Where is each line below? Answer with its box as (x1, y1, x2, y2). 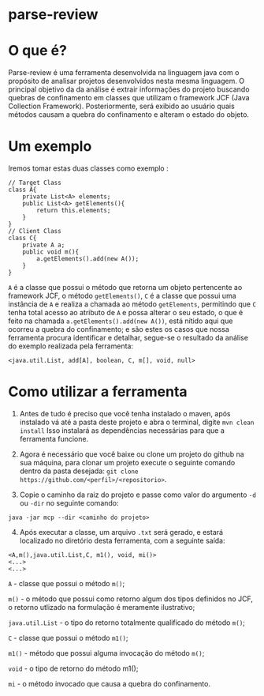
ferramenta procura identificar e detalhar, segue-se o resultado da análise (8, 333, 248, 343)
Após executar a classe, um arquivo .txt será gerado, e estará (19, 528, 223, 536)
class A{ (8, 186, 37, 194)
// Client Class (8, 228, 61, 235)
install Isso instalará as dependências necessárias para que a (19, 426, 225, 435)
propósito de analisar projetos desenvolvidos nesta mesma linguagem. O (8, 77, 245, 86)
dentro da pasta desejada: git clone (19, 466, 139, 476)
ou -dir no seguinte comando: (19, 498, 120, 507)
